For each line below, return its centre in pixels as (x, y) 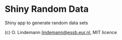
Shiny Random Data (47, 9)
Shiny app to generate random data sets (46, 23)
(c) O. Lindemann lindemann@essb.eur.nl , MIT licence (61, 32)
